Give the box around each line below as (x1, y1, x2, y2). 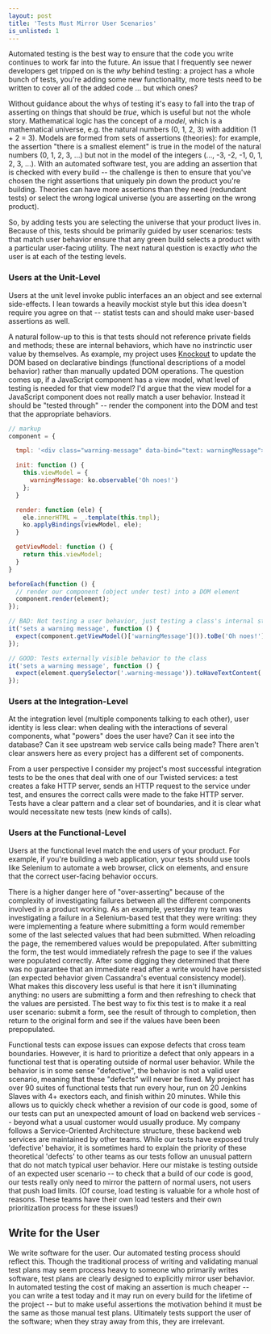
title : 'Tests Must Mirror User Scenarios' (8, 19, 157, 27)
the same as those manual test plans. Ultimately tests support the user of (8, 1307, 252, 1317)
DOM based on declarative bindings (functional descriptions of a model (8, 357, 246, 367)
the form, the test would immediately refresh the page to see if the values (8, 946, 252, 957)
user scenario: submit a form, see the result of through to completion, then (8, 1007, 256, 1017)
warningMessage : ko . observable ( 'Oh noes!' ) (29, 476, 179, 485)
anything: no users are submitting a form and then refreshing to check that (8, 990, 256, 1000)
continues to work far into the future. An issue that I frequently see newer (8, 57, 252, 67)
